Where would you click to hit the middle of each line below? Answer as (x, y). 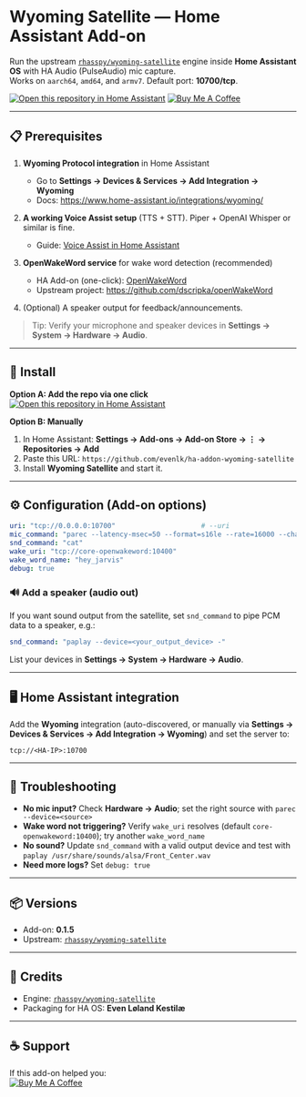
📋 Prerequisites (56, 137)
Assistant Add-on (78, 36)
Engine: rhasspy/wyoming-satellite (89, 999)
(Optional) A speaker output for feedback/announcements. (133, 308)
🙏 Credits (36, 976)
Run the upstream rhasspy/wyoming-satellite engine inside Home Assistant (153, 61)
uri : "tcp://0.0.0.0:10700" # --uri (120, 526)
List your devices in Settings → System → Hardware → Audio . (127, 659)
